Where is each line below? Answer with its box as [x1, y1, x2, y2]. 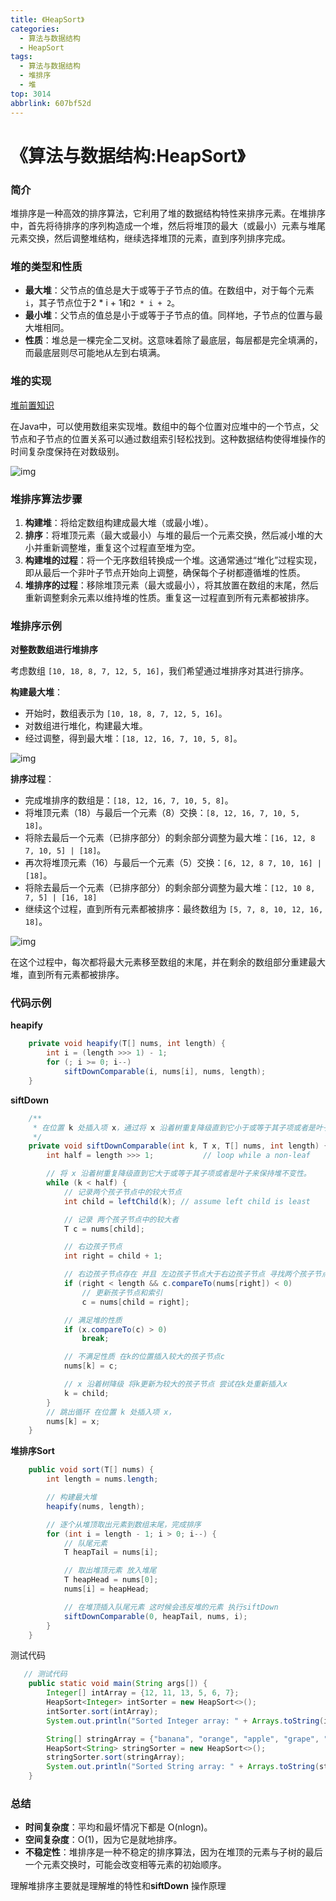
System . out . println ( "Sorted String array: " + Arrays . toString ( [46, 1762, 320, 1772]
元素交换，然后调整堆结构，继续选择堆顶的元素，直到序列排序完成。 [10, 232, 291, 244]
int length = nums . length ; [46, 1474, 159, 1485]
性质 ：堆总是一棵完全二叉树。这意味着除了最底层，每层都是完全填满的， [24, 334, 323, 346]
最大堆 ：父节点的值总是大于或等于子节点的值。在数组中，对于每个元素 [24, 284, 315, 296]
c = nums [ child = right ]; [81, 1297, 190, 1307]
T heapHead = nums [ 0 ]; [63, 1575, 159, 1585]
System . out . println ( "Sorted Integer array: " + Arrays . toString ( [46, 1716, 325, 1726]
